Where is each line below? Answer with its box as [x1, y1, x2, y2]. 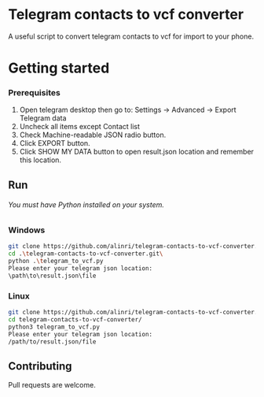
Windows [8, 224, 46, 236]
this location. [19, 155, 61, 165]
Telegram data [19, 113, 67, 123]
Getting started [8, 59, 110, 77]
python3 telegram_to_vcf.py [8, 323, 101, 331]
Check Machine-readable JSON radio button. [19, 130, 167, 139]
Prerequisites [8, 87, 60, 98]
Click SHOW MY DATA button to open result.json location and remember [19, 147, 254, 157]
